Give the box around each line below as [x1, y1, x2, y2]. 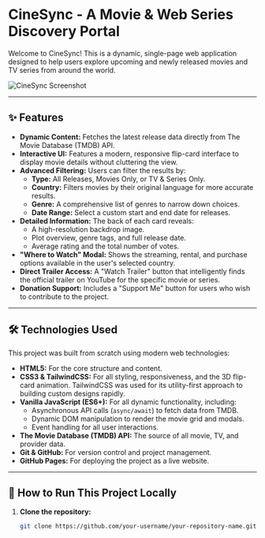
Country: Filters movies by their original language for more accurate [31, 182, 254, 191]
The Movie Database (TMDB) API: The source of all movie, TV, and [19, 430, 239, 440]
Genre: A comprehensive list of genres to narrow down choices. [31, 199, 241, 209]
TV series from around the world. [8, 65, 116, 74]
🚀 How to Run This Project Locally [8, 486, 177, 499]
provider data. [19, 439, 65, 449]
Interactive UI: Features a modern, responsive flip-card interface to [19, 149, 239, 158]
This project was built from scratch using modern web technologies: [8, 348, 230, 358]
